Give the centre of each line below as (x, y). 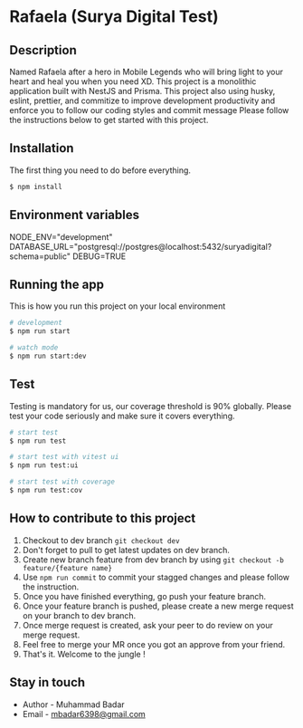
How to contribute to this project (103, 518)
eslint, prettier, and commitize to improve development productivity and (142, 101)
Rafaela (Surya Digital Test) (114, 17)
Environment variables (75, 215)
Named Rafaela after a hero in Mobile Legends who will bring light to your (146, 72)
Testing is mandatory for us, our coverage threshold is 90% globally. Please (151, 406)
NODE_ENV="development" (61, 236)
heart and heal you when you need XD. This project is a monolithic (133, 81)
